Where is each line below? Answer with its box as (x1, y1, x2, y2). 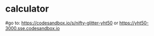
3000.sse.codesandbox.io (5, 25, 60, 31)
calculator (5, 3, 49, 15)
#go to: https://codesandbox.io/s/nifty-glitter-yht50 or (5, 20, 118, 26)
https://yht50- (119, 20, 149, 26)
